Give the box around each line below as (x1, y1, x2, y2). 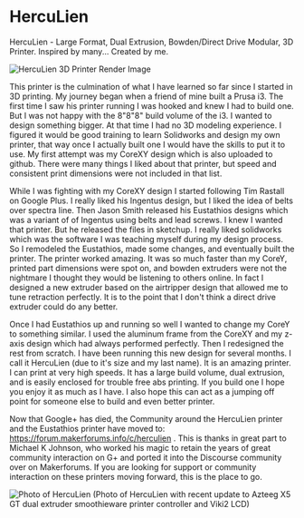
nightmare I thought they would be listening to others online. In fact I (9, 272, 264, 283)
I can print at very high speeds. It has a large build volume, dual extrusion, (9, 367, 285, 377)
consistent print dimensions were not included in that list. (9, 168, 223, 179)
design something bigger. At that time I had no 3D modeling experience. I (9, 120, 282, 131)
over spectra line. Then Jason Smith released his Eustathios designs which (9, 204, 289, 215)
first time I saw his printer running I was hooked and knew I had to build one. (9, 100, 294, 111)
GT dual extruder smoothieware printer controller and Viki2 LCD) (9, 498, 251, 509)
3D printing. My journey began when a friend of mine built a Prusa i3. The (9, 91, 283, 102)
